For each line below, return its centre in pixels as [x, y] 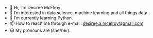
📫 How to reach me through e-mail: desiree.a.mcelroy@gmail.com [76, 23]
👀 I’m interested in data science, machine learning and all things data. [79, 13]
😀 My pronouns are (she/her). [40, 30]
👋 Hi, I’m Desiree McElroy [35, 8]
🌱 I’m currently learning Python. [41, 18]
